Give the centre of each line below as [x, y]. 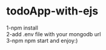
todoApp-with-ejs [52, 11]
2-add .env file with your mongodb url [54, 34]
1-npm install [22, 28]
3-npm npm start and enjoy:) [42, 40]
